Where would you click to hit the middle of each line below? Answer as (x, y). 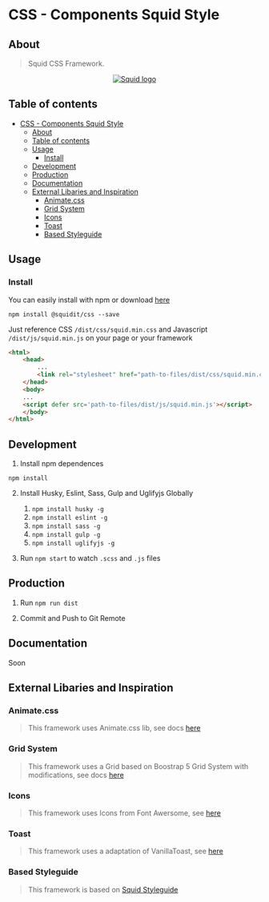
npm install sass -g (66, 526)
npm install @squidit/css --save (64, 314)
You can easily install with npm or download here (89, 300)
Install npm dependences (62, 464)
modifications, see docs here (76, 775)
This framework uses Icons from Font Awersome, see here (124, 813)
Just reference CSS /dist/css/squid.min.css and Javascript (108, 329)
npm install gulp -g (66, 535)
